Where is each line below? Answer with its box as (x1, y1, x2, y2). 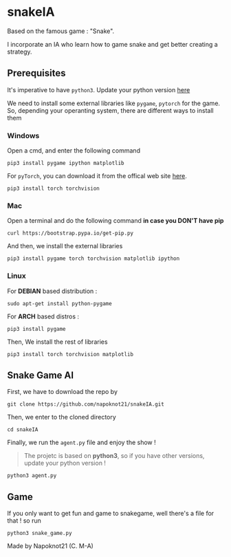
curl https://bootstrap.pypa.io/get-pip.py (7, 230, 134, 237)
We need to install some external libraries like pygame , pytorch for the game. (7, 99, 221, 107)
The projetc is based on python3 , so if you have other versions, (23, 452, 205, 460)
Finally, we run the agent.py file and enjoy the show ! (7, 438, 156, 447)
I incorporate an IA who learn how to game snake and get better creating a (7, 40, 218, 48)
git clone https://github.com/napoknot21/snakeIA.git (7, 401, 165, 408)
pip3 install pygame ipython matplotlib (7, 160, 125, 167)
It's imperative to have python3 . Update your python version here (7, 85, 190, 94)
